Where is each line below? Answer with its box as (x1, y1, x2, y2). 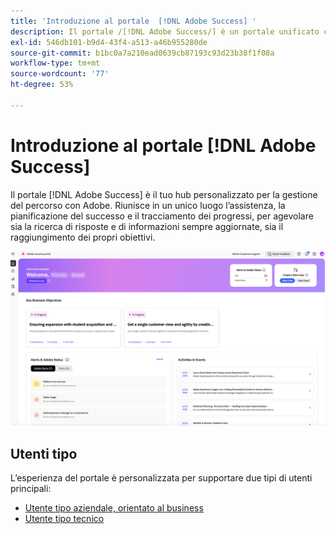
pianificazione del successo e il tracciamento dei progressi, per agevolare (10, 210, 314, 222)
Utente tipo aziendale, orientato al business (24, 502, 204, 514)
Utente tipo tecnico (24, 513, 105, 525)
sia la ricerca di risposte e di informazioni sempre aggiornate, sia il (10, 220, 284, 232)
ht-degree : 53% (10, 80, 74, 90)
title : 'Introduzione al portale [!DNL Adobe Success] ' (10, 16, 257, 26)
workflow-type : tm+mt (10, 58, 101, 69)
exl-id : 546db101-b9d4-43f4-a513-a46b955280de (10, 37, 208, 47)
